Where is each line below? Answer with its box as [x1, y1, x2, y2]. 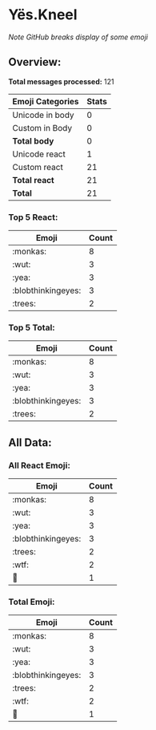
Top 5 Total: [8, 322, 56, 333]
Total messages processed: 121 [8, 76, 114, 86]
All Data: [8, 436, 52, 449]
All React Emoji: [8, 460, 70, 471]
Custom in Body [12, 122, 73, 133]
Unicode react [12, 148, 66, 160]
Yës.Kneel [8, 6, 78, 24]
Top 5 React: [8, 211, 58, 222]
